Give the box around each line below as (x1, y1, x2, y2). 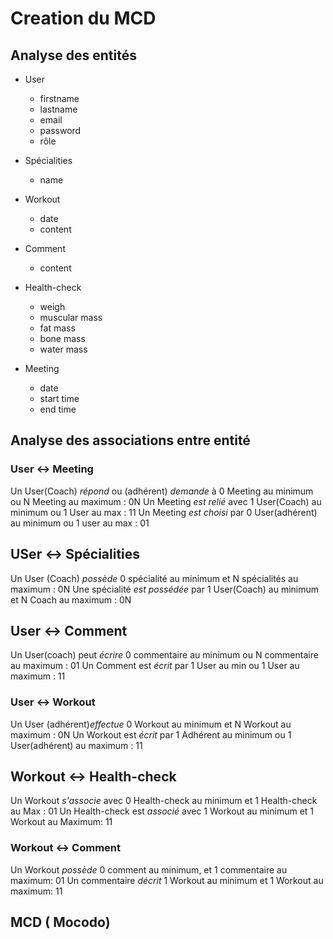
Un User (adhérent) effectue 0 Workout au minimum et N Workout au (10, 718, 292, 730)
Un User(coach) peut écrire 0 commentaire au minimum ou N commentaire (10, 649, 319, 661)
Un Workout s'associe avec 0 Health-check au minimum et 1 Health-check (10, 795, 318, 807)
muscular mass (39, 312, 103, 323)
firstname (39, 93, 80, 104)
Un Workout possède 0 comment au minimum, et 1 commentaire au (10, 863, 288, 876)
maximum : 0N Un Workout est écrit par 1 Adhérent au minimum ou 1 (10, 728, 292, 741)
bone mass (39, 333, 86, 344)
